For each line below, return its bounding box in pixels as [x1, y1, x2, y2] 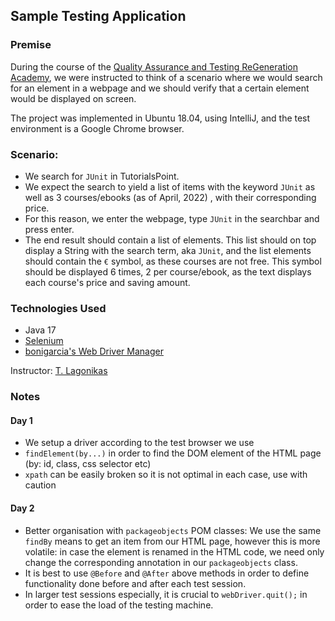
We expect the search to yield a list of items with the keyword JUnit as [24, 180, 316, 193]
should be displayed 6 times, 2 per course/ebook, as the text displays [24, 265, 312, 278]
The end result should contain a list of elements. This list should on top [24, 234, 317, 246]
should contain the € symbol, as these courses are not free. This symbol [24, 255, 322, 267]
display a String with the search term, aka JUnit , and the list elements [24, 244, 312, 256]
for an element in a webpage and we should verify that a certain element [10, 82, 310, 94]
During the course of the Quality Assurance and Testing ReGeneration [10, 60, 299, 73]
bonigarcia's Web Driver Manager [24, 345, 164, 358]
